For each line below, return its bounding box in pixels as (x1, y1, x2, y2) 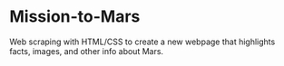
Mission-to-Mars (9, 6, 141, 27)
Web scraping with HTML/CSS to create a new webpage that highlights (9, 36, 276, 47)
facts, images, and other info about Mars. (9, 45, 164, 56)
